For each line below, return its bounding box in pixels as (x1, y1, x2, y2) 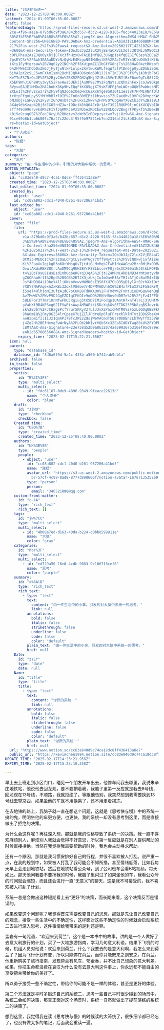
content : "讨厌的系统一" (31, 697, 78, 703)
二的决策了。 (5, 1003, 31, 1009)
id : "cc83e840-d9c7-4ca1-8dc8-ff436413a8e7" (9, 175, 102, 180)
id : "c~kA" (18, 498, 41, 503)
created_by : (9, 189, 34, 193)
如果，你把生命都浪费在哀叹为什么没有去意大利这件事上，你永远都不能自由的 (5, 964, 159, 970)
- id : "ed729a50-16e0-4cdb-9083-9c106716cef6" (22, 561, 119, 566)
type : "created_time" (18, 429, 62, 435)
